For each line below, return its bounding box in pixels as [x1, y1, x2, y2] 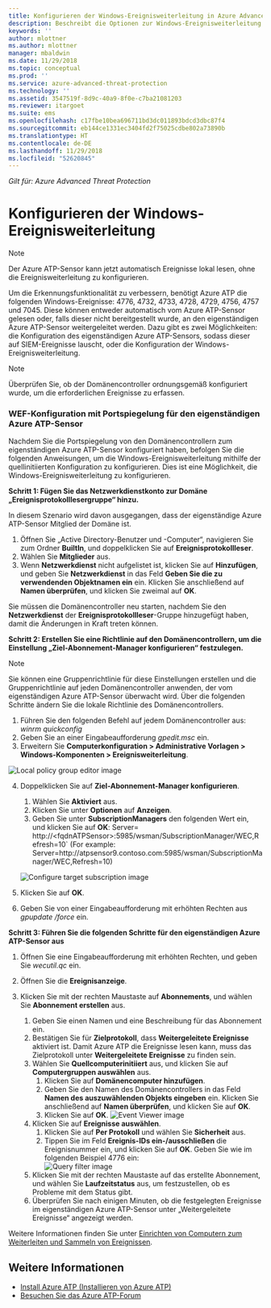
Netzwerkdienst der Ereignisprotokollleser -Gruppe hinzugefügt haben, [8, 610, 249, 620]
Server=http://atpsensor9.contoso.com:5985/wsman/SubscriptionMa [31, 848, 263, 858]
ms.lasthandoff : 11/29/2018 [8, 147, 103, 155]
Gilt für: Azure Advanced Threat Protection [8, 177, 151, 186]
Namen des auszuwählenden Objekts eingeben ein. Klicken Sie [44, 1093, 260, 1103]
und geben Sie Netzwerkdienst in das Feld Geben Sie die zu [19, 569, 223, 579]
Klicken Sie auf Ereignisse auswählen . [31, 1118, 161, 1129]
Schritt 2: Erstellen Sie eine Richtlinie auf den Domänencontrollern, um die [8, 635, 262, 644]
